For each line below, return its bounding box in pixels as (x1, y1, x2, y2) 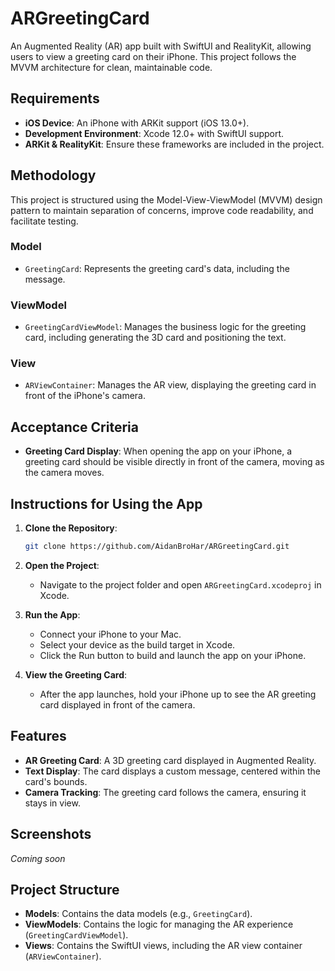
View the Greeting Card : (24, 668, 127, 681)
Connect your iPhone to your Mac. (39, 628, 182, 640)
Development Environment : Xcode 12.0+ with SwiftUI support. (24, 127, 285, 139)
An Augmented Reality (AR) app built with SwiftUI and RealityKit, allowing (10, 40, 312, 52)
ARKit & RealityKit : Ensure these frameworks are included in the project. (24, 138, 325, 150)
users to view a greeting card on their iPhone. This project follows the (10, 50, 297, 62)
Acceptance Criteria (10, 418, 139, 436)
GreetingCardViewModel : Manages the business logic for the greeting (24, 321, 307, 333)
